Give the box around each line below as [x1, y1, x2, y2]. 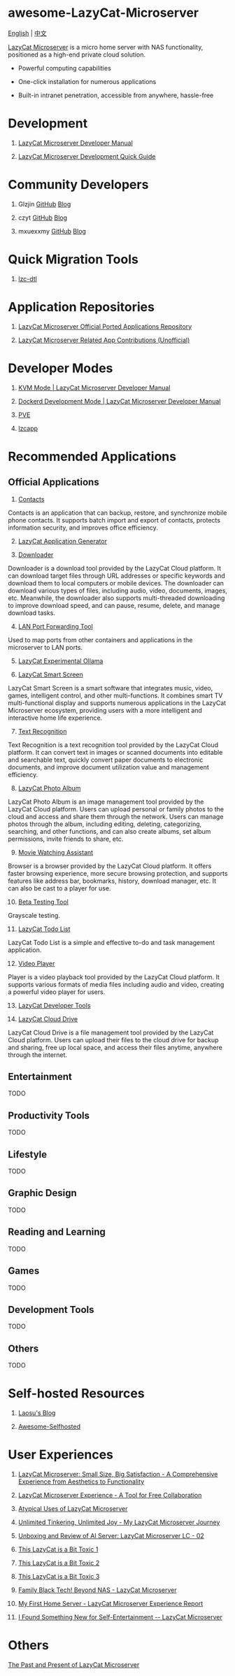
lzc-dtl [17, 274, 37, 283]
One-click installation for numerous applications [17, 77, 157, 85]
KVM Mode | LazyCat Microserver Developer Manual [17, 383, 171, 392]
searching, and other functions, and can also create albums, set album [8, 827, 211, 835]
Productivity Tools [8, 1109, 90, 1121]
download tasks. [8, 609, 55, 617]
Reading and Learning [8, 1226, 106, 1238]
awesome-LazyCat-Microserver [8, 5, 199, 21]
